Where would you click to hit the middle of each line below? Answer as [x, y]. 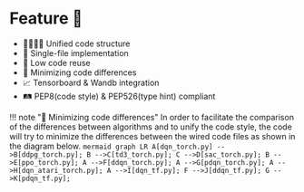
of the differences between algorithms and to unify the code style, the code [151, 127]
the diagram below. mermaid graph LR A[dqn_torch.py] [111, 146]
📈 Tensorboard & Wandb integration [91, 82]
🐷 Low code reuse [56, 62]
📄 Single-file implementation [75, 53]
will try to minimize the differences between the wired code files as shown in [152, 136]
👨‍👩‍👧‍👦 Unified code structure [76, 43]
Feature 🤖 [46, 19]
